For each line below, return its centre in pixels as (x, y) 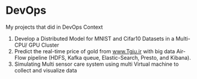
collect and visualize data (46, 70)
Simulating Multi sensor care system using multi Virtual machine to (96, 64)
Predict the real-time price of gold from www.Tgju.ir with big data (95, 51)
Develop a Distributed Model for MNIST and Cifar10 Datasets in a (94, 38)
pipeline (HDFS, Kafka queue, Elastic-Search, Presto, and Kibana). (109, 57)
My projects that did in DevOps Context (54, 27)
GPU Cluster (44, 45)
